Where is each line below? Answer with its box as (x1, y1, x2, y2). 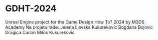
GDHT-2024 (5, 3, 57, 14)
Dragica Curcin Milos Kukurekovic (5, 29, 75, 35)
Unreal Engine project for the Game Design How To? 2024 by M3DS (5, 19, 145, 25)
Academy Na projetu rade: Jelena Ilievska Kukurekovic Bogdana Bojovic (5, 24, 153, 30)
